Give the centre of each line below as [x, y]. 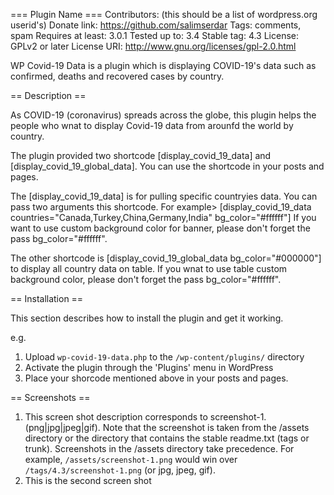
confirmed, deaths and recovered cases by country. [117, 76]
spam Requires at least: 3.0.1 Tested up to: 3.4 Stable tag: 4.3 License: [155, 35]
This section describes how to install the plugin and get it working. [147, 318]
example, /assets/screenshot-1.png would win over [131, 459]
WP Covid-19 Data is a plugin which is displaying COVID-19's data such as [163, 65]
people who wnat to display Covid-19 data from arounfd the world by [152, 125]
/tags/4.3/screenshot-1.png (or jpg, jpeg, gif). [120, 470]
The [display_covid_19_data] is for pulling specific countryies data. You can [164, 196]
